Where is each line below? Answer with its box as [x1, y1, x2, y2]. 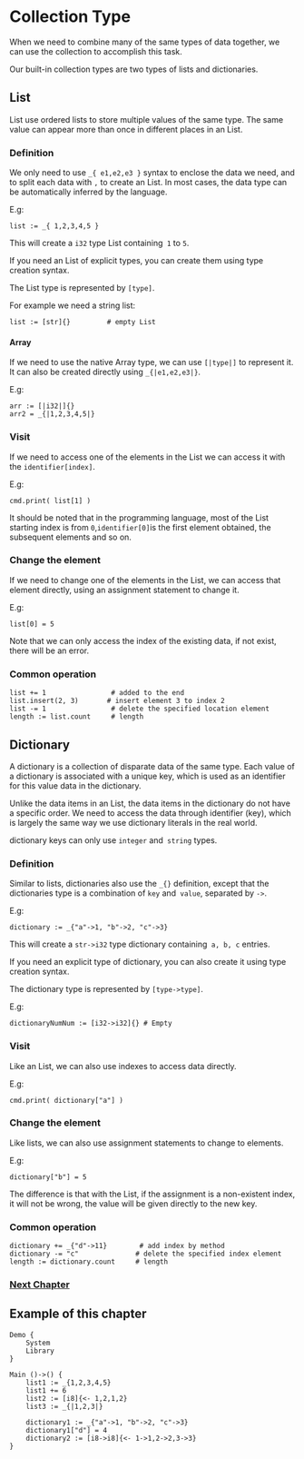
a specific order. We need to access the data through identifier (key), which [9, 807, 292, 819]
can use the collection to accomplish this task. [9, 45, 183, 56]
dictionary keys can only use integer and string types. [9, 834, 218, 846]
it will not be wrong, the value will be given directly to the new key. [9, 1197, 258, 1209]
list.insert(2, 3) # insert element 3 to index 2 [9, 697, 225, 706]
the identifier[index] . [9, 461, 95, 471]
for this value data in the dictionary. [9, 779, 142, 791]
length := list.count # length [9, 712, 144, 721]
